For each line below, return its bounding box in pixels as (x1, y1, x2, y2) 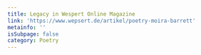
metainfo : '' (7, 24, 46, 31)
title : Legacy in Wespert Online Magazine (7, 10, 135, 18)
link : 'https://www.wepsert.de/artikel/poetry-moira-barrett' (7, 17, 196, 24)
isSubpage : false (7, 30, 59, 38)
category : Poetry (7, 37, 59, 44)
